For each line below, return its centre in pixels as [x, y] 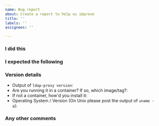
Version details [23, 75]
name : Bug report [23, 9]
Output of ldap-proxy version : [43, 85]
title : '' [15, 18]
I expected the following [34, 62]
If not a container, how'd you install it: [50, 95]
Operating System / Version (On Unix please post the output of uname [81, 101]
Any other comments [30, 118]
